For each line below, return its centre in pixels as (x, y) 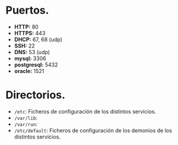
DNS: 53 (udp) (32, 52)
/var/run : (26, 124)
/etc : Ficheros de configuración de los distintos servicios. (85, 111)
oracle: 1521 (29, 71)
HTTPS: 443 (30, 33)
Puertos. (27, 10)
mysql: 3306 (30, 58)
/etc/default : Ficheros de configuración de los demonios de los (93, 130)
